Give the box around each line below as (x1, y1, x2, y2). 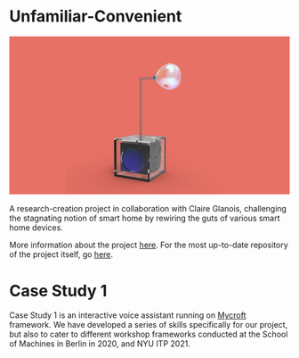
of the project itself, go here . (9, 249, 114, 260)
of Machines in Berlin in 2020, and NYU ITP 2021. (9, 338, 191, 349)
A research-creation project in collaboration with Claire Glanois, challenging (9, 204, 287, 214)
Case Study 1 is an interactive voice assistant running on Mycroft (9, 310, 246, 321)
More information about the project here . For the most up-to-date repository (9, 239, 288, 251)
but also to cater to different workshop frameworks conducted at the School (9, 329, 288, 340)
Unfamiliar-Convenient (9, 6, 182, 27)
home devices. (9, 222, 64, 233)
